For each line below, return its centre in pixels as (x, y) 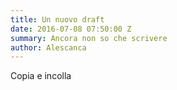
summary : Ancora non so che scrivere (89, 38)
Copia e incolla (41, 76)
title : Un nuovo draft (57, 19)
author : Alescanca (48, 47)
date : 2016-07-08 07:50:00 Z (71, 29)
